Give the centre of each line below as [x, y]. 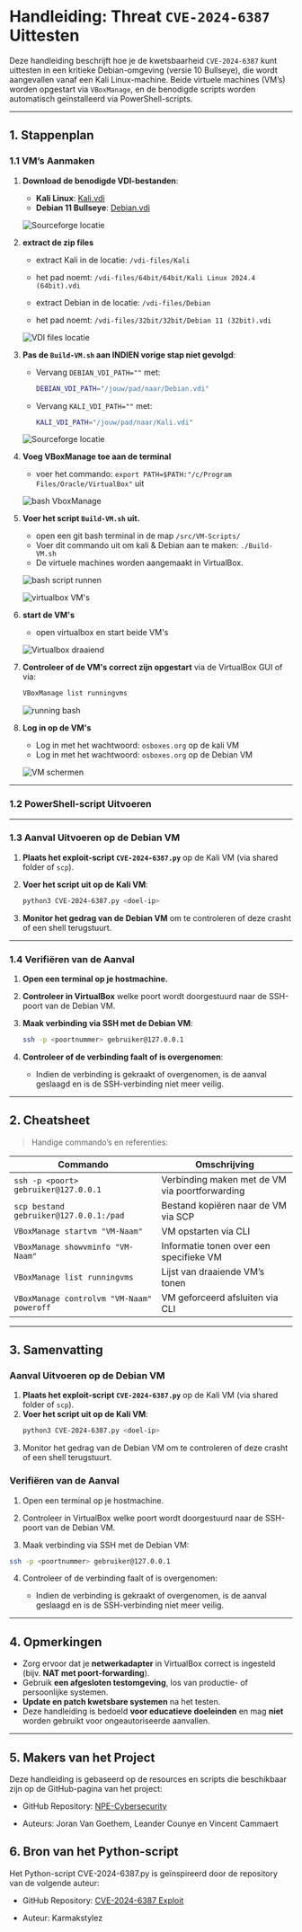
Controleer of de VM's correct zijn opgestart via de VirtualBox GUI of [152, 668]
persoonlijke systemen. [65, 1692]
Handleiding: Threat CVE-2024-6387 [140, 17]
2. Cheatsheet [50, 1121]
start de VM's [48, 615]
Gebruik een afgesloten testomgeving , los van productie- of [135, 1683]
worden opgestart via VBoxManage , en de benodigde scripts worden [133, 89]
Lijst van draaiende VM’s [213, 1272]
